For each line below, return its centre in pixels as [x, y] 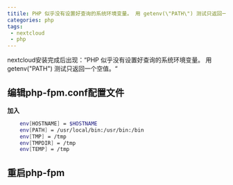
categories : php [31, 20]
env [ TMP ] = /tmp [43, 136]
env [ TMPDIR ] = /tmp [48, 143]
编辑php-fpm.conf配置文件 [66, 92]
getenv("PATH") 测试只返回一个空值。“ [62, 69]
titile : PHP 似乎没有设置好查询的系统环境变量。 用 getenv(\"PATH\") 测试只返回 [115, 14]
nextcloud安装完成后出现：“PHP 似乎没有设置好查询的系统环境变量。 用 [110, 60]
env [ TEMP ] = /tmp [45, 150]
